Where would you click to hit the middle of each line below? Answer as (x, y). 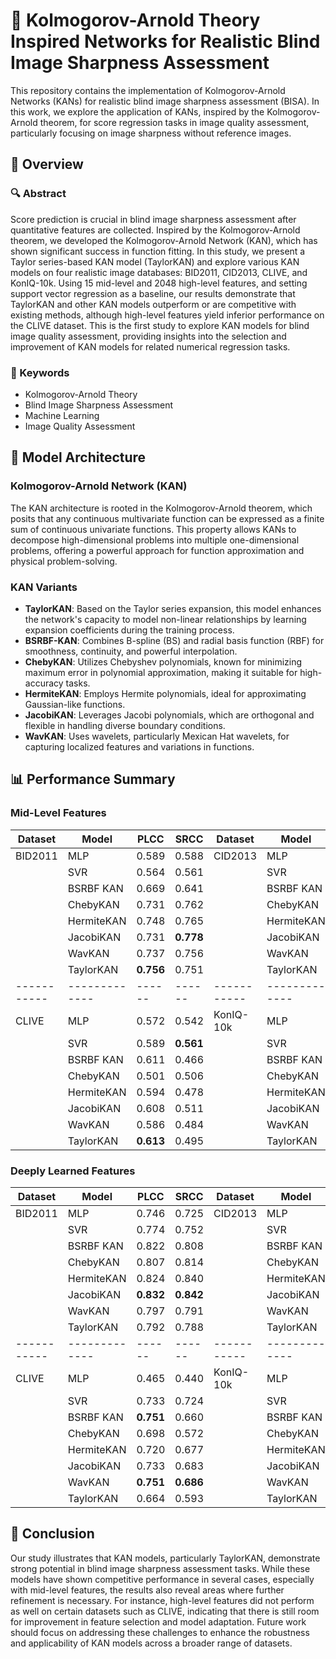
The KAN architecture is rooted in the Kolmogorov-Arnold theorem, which (161, 508)
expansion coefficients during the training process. (129, 630)
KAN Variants (44, 587)
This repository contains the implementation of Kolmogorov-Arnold (148, 90)
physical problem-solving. (64, 561)
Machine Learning (62, 415)
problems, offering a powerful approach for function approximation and (157, 550)
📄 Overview (47, 164)
